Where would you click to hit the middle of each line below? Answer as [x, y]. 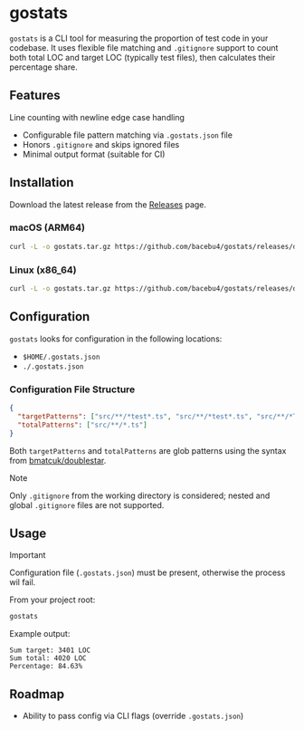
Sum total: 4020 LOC [48, 658]
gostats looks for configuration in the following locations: [116, 339]
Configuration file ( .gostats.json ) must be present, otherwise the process [147, 572]
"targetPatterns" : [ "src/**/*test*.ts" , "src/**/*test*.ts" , [135, 416]
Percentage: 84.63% [46, 667]
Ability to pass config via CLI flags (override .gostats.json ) [133, 716]
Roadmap [37, 694]
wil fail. [23, 582]
